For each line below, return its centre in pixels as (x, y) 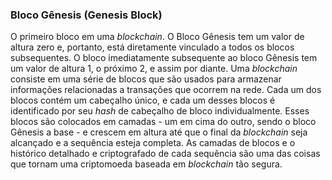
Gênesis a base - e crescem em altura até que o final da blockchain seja (159, 132)
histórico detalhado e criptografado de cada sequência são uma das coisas (165, 154)
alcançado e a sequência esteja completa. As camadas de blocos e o (153, 143)
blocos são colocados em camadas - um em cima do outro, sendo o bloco (163, 122)
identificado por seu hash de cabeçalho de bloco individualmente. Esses (160, 111)
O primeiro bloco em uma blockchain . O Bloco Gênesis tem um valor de (157, 37)
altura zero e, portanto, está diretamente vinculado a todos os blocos (152, 47)
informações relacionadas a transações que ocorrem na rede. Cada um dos (166, 90)
